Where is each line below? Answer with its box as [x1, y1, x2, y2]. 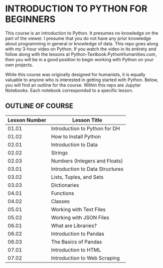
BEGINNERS [5, 13, 56, 25]
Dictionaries [51, 181, 79, 188]
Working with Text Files [51, 206, 106, 213]
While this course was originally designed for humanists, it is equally [5, 71, 146, 77]
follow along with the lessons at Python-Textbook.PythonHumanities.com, [5, 51, 157, 57]
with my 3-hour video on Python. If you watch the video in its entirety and [5, 46, 157, 52]
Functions [51, 190, 75, 197]
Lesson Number [7, 117, 46, 124]
